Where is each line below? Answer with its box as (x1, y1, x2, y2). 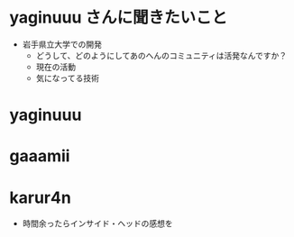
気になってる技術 (35, 72, 99, 83)
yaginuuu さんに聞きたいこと (9, 7, 228, 28)
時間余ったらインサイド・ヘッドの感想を (22, 218, 173, 229)
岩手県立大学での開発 (22, 39, 102, 50)
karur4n (9, 187, 72, 207)
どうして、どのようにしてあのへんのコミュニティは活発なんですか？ (35, 50, 288, 60)
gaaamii (9, 146, 70, 167)
